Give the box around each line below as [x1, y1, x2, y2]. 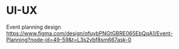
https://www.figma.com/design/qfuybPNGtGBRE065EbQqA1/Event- [6, 29, 173, 36]
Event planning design [6, 23, 61, 30]
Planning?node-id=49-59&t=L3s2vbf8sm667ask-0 [6, 36, 132, 43]
